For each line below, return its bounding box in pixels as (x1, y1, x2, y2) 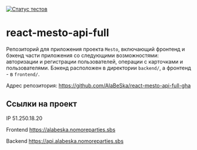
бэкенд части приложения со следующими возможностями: (6, 52, 159, 59)
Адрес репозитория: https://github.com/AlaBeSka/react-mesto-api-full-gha (6, 82, 191, 89)
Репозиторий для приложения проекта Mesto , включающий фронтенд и (6, 45, 185, 52)
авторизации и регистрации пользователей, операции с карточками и (6, 58, 183, 65)
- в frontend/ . (6, 71, 40, 78)
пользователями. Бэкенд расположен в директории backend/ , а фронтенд (6, 64, 191, 71)
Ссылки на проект (6, 99, 78, 109)
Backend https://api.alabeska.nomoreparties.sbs (6, 137, 124, 144)
